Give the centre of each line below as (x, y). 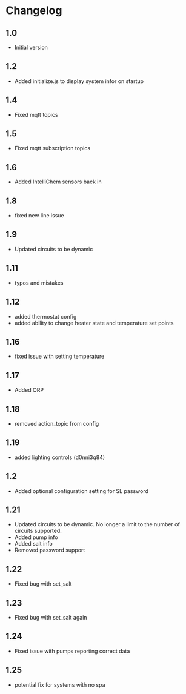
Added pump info (36, 537)
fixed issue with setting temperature (59, 356)
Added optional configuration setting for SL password (81, 491)
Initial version (31, 47)
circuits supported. (38, 531)
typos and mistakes (39, 283)
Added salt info (33, 544)
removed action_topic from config (57, 423)
